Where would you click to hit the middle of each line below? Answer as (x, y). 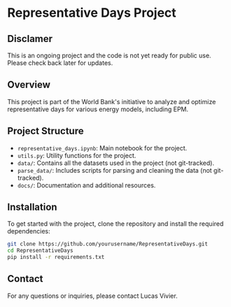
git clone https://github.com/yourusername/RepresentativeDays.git (108, 244)
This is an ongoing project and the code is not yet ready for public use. (109, 55)
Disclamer (30, 39)
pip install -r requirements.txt (56, 257)
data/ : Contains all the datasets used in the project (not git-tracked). (116, 163)
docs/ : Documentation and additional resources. (86, 185)
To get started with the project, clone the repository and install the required (115, 224)
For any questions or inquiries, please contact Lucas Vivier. (92, 296)
